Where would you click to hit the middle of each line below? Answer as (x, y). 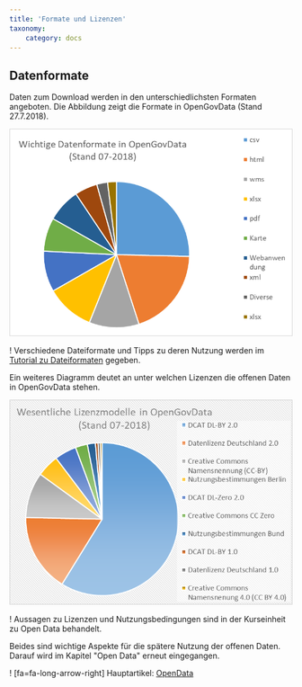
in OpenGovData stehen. (55, 388)
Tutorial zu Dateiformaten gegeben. (75, 361)
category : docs (54, 38)
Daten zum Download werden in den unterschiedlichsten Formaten (133, 97)
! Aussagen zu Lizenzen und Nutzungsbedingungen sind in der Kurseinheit (147, 619)
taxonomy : (28, 28)
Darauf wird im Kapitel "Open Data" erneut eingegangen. (115, 656)
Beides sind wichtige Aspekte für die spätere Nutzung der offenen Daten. (145, 646)
